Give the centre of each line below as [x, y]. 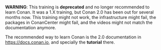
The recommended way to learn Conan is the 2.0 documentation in [73, 37]
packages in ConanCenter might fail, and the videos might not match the [79, 22]
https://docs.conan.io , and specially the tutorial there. [60, 42]
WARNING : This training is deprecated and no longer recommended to [77, 7]
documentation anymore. [31, 28]
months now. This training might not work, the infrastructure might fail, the [81, 17]
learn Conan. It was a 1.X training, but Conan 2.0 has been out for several [80, 12]
